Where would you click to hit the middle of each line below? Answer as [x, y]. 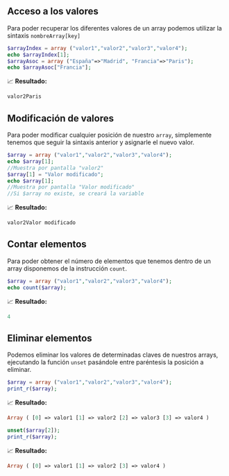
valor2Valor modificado [42, 223]
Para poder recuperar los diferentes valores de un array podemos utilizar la [114, 28]
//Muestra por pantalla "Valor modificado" [71, 187]
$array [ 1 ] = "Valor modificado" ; [56, 174]
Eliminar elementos [50, 338]
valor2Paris [24, 96]
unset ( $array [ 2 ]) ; [34, 430]
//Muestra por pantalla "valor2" [56, 168]
